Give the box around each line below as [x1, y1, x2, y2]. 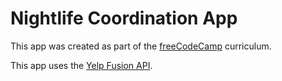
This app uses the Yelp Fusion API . [10, 59, 153, 71]
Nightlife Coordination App [10, 7, 238, 30]
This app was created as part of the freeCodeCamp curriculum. [10, 40, 272, 52]
